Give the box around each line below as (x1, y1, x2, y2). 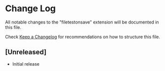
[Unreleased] (5, 48, 47, 56)
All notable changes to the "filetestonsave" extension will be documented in (5, 19, 159, 25)
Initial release (12, 61, 40, 67)
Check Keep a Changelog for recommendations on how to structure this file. (5, 34, 161, 40)
